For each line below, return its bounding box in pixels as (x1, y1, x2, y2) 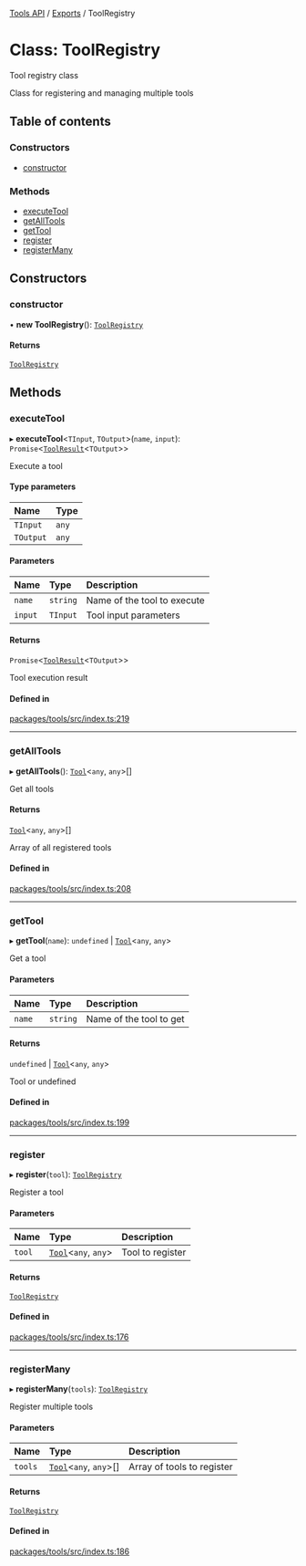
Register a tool (9, 1186, 64, 1198)
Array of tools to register (128, 1460, 234, 1473)
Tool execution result (9, 673, 88, 684)
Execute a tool (9, 460, 64, 471)
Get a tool (9, 953, 46, 964)
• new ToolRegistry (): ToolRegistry (9, 318, 144, 329)
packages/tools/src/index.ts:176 (9, 1331, 129, 1342)
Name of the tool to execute (86, 593, 205, 606)
